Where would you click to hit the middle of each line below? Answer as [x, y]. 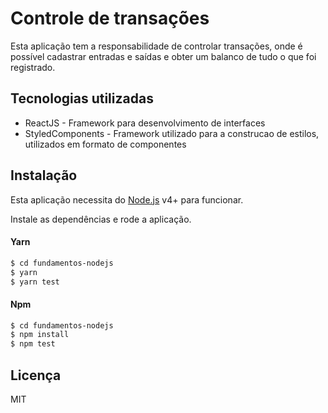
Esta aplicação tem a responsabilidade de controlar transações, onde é [156, 46]
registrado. [33, 67]
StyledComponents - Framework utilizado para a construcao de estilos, [172, 133]
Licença [36, 375]
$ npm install [40, 335]
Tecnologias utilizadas [82, 98]
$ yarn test [35, 282]
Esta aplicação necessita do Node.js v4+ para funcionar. [127, 199]
